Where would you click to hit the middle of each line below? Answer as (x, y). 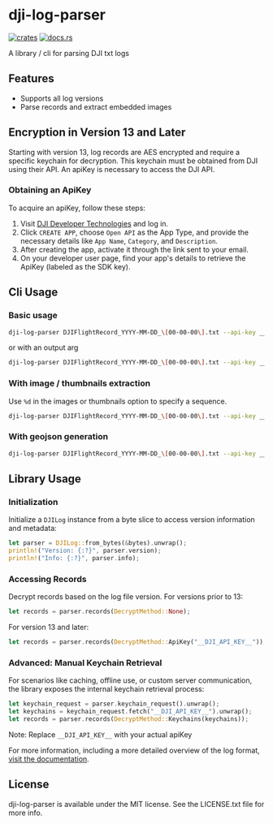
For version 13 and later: (49, 628)
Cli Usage (33, 293)
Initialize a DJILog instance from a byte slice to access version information (132, 520)
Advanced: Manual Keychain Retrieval (85, 662)
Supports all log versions (62, 98)
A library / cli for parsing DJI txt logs (69, 53)
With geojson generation (58, 437)
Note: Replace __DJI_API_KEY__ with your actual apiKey (100, 734)
